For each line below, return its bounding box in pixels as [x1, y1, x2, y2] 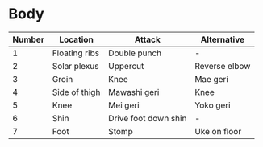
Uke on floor [194, 125, 242, 137]
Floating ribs [52, 47, 99, 59]
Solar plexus [52, 60, 99, 71]
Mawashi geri [108, 86, 160, 97]
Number [12, 34, 44, 45]
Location [59, 34, 94, 45]
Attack [134, 34, 161, 45]
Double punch [108, 47, 162, 59]
